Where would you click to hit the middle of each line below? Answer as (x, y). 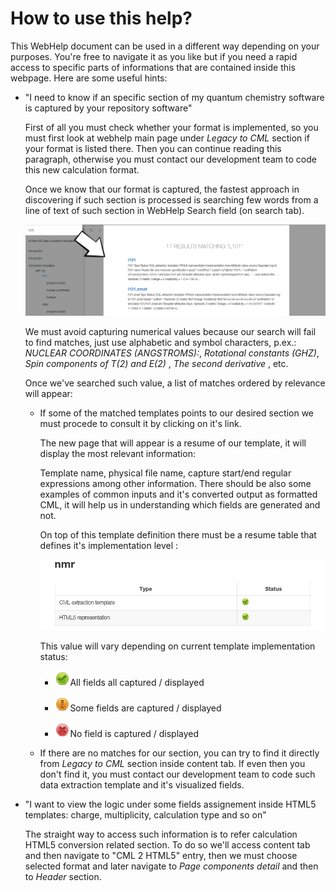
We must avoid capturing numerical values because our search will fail (170, 331)
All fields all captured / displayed (137, 682)
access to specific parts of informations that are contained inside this (153, 67)
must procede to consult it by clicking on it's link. (140, 423)
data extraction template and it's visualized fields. (142, 784)
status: (53, 656)
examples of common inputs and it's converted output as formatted (178, 494)
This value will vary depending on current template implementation (177, 646)
